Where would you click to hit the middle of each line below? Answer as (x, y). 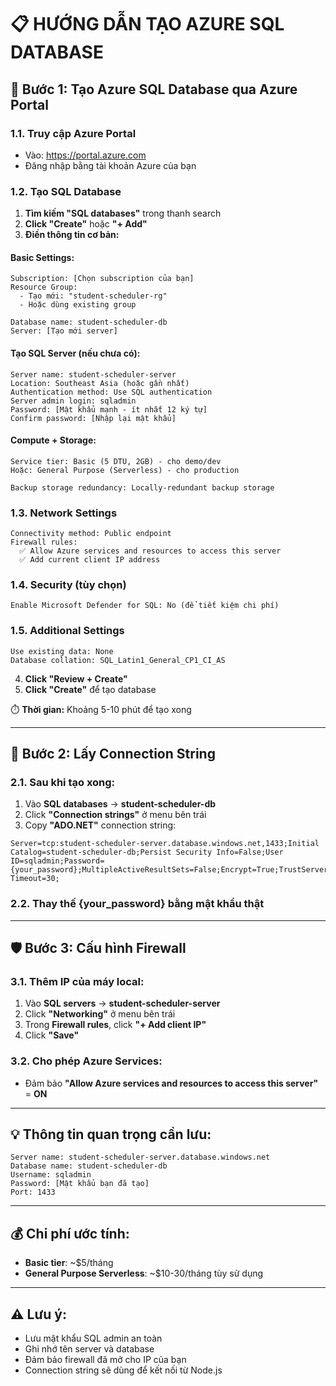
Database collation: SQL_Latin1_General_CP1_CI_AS (118, 660)
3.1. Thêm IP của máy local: (77, 981)
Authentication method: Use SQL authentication (111, 392)
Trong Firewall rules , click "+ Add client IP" (115, 1025)
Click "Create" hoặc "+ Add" (86, 224)
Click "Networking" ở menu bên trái (100, 1014)
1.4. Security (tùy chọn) (68, 584)
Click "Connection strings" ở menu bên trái (115, 815)
